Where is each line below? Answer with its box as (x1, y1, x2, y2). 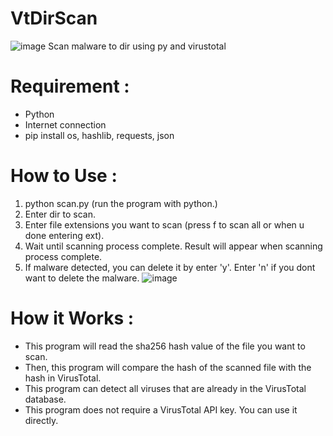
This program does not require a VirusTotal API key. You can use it (24, 403, 298, 416)
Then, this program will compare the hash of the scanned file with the (24, 361, 312, 373)
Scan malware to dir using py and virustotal (48, 40, 227, 52)
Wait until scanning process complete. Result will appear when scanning (24, 240, 323, 252)
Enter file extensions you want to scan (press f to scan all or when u (24, 218, 305, 231)
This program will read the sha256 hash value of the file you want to (24, 340, 306, 352)
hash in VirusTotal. (24, 372, 102, 384)
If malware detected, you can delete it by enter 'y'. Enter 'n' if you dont (24, 261, 316, 273)
